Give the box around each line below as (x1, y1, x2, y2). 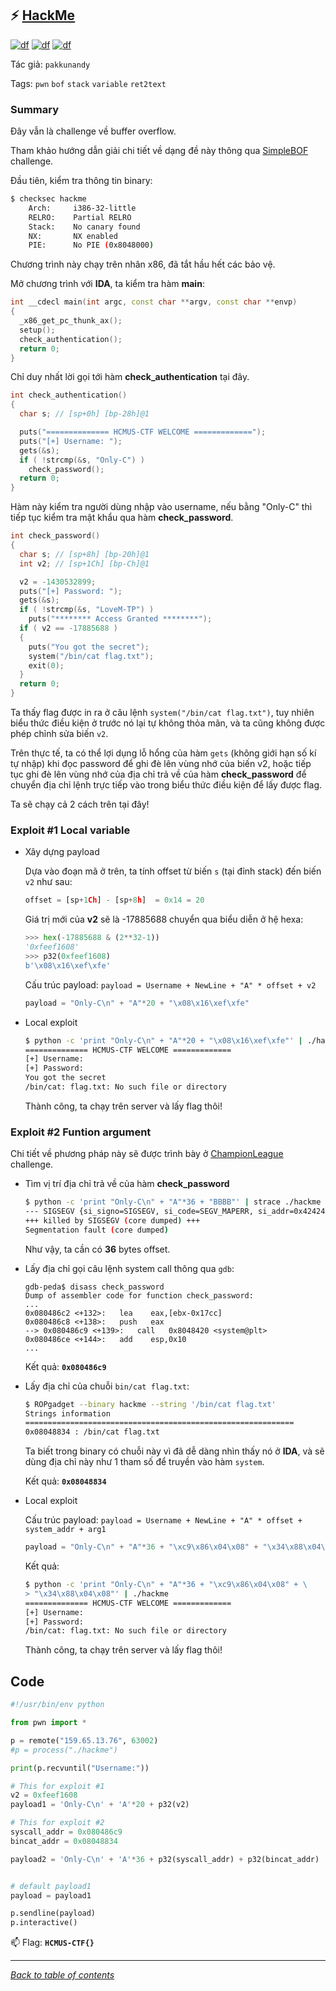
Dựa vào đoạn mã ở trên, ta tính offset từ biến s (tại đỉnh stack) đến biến (24, 865, 322, 877)
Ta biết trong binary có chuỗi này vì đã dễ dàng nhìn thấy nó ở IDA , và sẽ (24, 1445, 325, 1457)
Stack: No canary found (28, 222, 141, 232)
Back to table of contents (10, 1969, 115, 1981)
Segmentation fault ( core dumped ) (24, 1225, 169, 1235)
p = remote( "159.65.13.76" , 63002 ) (10, 1735, 159, 1746)
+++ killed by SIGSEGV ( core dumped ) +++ (24, 1215, 201, 1226)
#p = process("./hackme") (10, 1745, 118, 1755)
